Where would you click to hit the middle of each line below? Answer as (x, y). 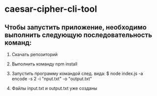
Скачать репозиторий (35, 54)
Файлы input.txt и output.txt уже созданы (54, 88)
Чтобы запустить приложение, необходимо (76, 27)
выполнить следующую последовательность (78, 35)
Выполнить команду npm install (45, 64)
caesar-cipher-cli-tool (51, 9)
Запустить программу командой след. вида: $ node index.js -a (77, 73)
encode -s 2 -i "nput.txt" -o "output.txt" (52, 79)
